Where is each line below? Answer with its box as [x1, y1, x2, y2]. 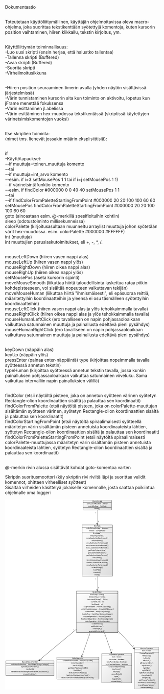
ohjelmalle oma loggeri [5, 490, 51, 496]
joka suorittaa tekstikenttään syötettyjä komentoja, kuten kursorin [23, 24, 155, 30]
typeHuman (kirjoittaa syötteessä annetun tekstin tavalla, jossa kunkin [5, 368, 146, 373]
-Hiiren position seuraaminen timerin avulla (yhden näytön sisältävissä [5, 85, 147, 90]
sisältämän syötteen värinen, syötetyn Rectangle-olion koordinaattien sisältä [5, 408, 159, 414]
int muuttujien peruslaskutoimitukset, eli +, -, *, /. [5, 239, 103, 245]
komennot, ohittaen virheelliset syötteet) [5, 479, 87, 485]
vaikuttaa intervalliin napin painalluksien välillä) [5, 378, 99, 384]
